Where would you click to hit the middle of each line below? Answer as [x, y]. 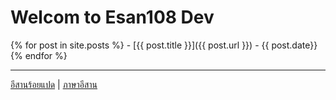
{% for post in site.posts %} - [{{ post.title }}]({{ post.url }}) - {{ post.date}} [164, 45]
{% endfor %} [39, 55]
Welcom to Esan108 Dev [112, 17]
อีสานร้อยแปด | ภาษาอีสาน [54, 84]
